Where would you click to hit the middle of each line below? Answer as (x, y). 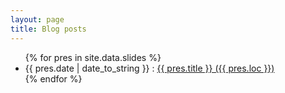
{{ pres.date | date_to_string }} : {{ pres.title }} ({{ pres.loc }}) (149, 68)
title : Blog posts (48, 29)
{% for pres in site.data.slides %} (93, 57)
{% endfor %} (53, 78)
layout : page (37, 19)
